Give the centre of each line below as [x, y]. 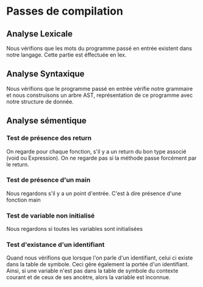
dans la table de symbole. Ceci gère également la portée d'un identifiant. [98, 264]
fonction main [23, 200]
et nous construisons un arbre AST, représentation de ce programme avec [100, 95]
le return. [18, 164]
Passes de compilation [65, 11]
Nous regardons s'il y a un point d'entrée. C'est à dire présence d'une [94, 193]
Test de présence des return [49, 138]
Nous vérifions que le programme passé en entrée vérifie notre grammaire [100, 88]
